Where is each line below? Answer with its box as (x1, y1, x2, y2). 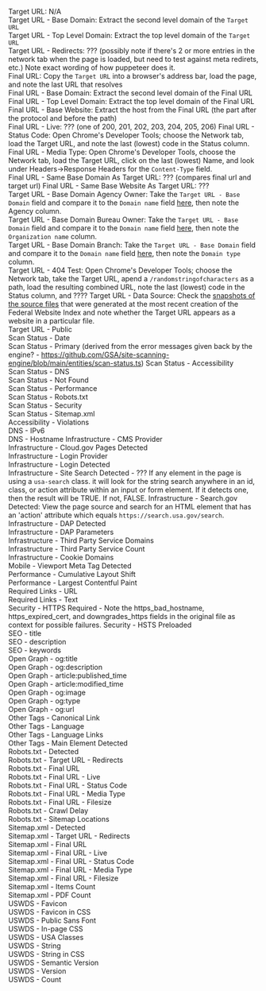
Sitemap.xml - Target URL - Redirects (8, 831, 131, 841)
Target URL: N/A (8, 7, 62, 16)
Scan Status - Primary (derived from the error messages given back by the (8, 342, 253, 350)
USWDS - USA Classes (8, 933, 84, 942)
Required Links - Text (8, 595, 79, 604)
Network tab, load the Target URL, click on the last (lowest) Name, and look (8, 156, 255, 165)
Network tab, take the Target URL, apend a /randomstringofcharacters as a (8, 274, 254, 283)
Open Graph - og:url (8, 705, 75, 714)
